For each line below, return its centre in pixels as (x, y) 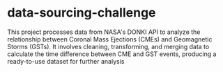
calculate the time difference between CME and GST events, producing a (112, 54)
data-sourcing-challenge (82, 13)
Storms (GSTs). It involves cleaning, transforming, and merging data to (108, 46)
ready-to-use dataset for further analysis (66, 61)
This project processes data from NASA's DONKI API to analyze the (104, 32)
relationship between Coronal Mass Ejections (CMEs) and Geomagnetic (110, 39)
